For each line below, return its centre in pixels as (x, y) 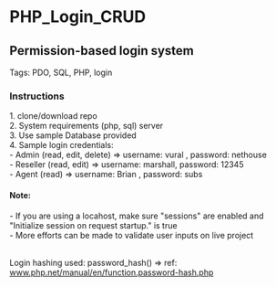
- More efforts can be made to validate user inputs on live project (132, 235)
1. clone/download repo (53, 116)
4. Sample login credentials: (61, 145)
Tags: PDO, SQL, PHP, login (61, 72)
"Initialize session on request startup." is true (93, 225)
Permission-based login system (102, 51)
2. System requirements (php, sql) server (87, 126)
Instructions (37, 96)
